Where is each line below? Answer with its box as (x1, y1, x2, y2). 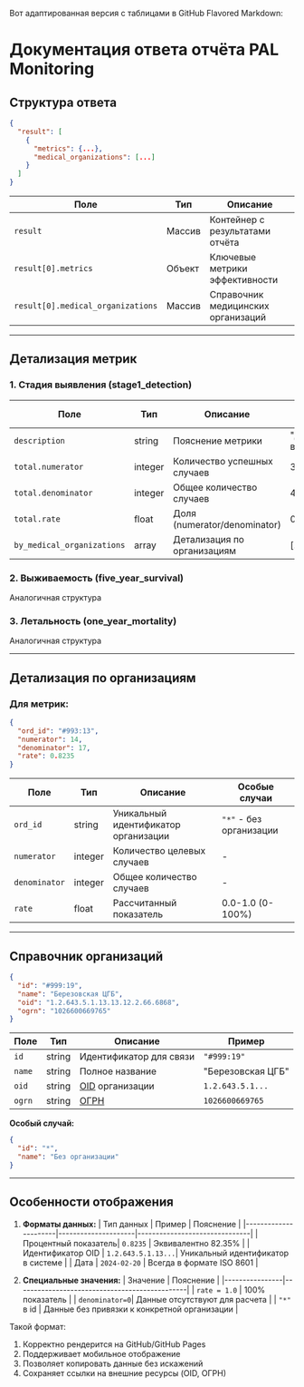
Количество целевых (112, 845, 206, 857)
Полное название (79, 1065, 157, 1078)
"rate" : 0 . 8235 (17, 752, 75, 761)
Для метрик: (9, 698, 70, 710)
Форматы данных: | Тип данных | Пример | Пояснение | (22, 1218, 242, 1229)
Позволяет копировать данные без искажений (22, 1358, 204, 1369)
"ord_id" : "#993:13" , (17, 726, 100, 736)
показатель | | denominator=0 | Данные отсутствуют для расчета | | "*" (22, 1294, 291, 1304)
